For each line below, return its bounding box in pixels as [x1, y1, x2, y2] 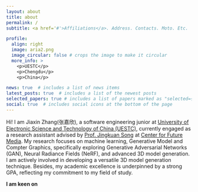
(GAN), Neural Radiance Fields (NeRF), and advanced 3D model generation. [6, 150, 190, 157]
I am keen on [6, 180, 38, 187]
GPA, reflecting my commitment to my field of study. [6, 169, 133, 176]
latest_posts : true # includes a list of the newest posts [6, 90, 157, 96]
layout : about [6, 8, 41, 15]
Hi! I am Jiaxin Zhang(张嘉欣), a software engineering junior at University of [6, 118, 189, 125]
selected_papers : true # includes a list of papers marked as [6, 96, 162, 102]
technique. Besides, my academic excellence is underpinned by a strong [6, 162, 183, 170]
